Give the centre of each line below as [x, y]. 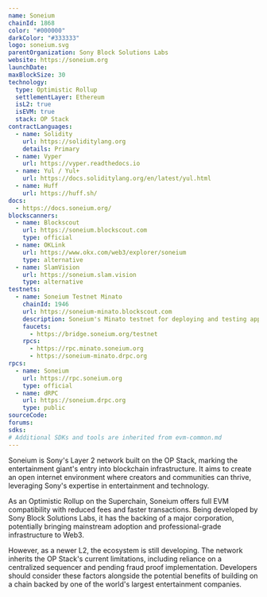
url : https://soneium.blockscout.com [85, 230]
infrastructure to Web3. [46, 535]
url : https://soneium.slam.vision [79, 275]
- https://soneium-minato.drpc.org [88, 356]
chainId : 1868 [32, 23]
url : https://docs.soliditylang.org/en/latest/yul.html [117, 179]
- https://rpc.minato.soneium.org [87, 349]
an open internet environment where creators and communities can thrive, [130, 477]
